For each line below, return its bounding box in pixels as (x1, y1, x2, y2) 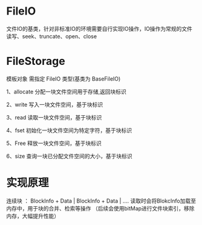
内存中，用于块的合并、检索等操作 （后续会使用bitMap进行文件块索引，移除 (6, 204, 195, 212)
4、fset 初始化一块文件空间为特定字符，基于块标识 (6, 126, 132, 134)
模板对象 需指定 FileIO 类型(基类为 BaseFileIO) (6, 75, 121, 82)
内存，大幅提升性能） (6, 212, 59, 220)
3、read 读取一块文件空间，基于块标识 (6, 113, 102, 121)
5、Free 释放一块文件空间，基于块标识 (6, 139, 102, 147)
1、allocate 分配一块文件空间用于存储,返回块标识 (6, 88, 127, 95)
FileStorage (6, 55, 65, 68)
